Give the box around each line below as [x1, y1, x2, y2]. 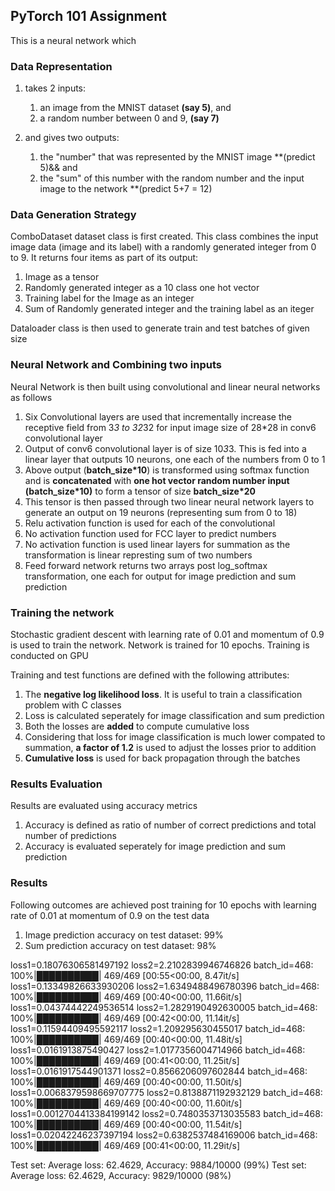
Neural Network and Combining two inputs [10, 358, 222, 372]
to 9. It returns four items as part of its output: [10, 252, 199, 264]
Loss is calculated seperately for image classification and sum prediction [24, 710, 325, 721]
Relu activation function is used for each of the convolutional [24, 517, 276, 529]
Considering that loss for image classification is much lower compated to [24, 731, 326, 743]
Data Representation [10, 59, 113, 73]
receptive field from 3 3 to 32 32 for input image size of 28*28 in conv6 [24, 421, 317, 433]
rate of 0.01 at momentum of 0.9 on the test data [10, 909, 210, 921]
